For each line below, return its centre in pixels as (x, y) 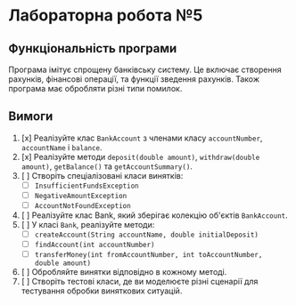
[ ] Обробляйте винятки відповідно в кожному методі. (124, 272)
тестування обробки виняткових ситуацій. (102, 291)
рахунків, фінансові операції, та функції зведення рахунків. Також (134, 79)
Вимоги (31, 116)
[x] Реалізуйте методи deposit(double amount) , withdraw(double (140, 157)
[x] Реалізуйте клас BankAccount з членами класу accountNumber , (142, 138)
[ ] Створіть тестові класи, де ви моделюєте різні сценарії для (140, 282)
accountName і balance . (62, 147)
